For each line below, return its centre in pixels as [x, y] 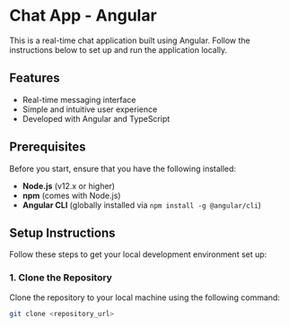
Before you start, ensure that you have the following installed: [123, 168]
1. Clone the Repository [61, 278]
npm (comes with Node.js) [71, 195]
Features [35, 78]
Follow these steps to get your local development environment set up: [138, 254]
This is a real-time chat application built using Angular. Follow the [130, 40]
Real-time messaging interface [79, 99]
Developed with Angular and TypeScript [96, 118]
